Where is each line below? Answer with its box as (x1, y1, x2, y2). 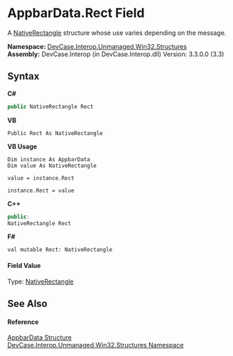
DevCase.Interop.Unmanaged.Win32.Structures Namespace (7, 341, 184, 350)
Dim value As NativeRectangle (7, 162, 97, 169)
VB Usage (7, 142, 38, 151)
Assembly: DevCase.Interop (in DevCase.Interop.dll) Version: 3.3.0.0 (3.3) (7, 50, 224, 58)
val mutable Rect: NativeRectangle (7, 247, 113, 254)
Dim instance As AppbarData (7, 156, 91, 163)
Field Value (7, 261, 41, 269)
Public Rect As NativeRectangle (7, 129, 103, 136)
